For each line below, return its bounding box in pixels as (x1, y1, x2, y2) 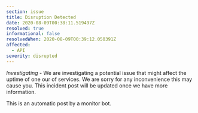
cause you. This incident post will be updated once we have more (6, 81, 168, 89)
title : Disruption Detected (6, 14, 77, 20)
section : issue (6, 8, 44, 15)
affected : (6, 42, 31, 48)
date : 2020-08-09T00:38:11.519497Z (6, 20, 95, 26)
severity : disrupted (6, 53, 58, 59)
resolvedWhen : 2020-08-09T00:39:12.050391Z (6, 36, 117, 42)
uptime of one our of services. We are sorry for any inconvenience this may (6, 76, 193, 83)
